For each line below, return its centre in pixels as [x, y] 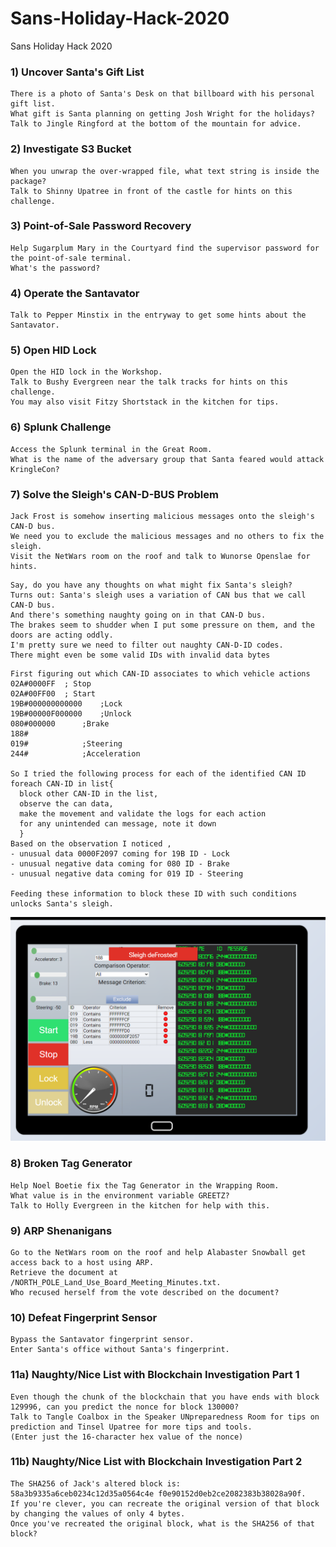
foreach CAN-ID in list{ [62, 784]
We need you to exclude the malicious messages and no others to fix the [167, 537]
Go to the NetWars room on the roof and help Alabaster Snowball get [158, 1252]
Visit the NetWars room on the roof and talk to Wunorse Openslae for [160, 557]
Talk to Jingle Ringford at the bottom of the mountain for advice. [156, 124]
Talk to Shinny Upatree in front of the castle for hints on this [151, 191]
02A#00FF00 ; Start [53, 694]
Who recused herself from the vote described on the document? [145, 1292]
